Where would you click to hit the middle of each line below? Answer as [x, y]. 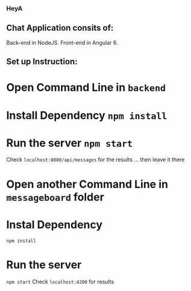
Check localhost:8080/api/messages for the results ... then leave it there [95, 160]
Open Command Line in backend [86, 87]
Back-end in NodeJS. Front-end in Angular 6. [62, 42]
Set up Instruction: [42, 62]
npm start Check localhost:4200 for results [60, 281]
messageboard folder [55, 197]
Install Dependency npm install [87, 115]
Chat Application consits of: [60, 28]
